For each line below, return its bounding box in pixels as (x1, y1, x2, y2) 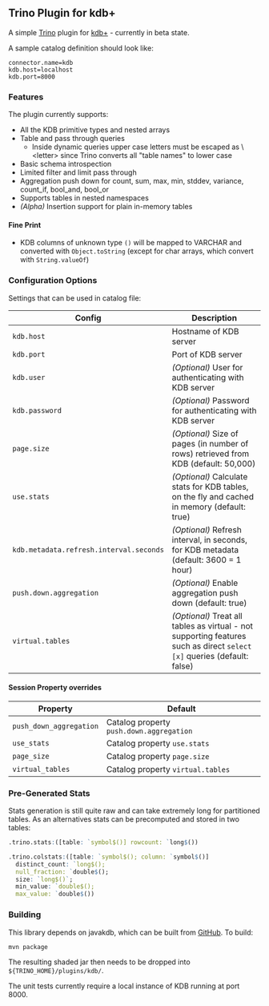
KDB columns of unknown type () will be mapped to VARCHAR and (19, 238, 243, 248)
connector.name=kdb (8, 59, 74, 67)
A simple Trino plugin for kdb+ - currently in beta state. (8, 27, 190, 37)
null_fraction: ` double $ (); (15, 867, 110, 876)
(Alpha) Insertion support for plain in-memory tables (19, 202, 193, 212)
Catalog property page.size (106, 750, 210, 762)
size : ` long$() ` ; (15, 875, 74, 883)
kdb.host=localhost (8, 66, 74, 74)
